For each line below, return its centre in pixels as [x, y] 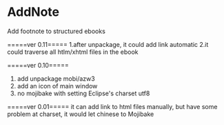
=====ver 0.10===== [38, 65]
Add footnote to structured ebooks [56, 31]
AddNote [33, 12]
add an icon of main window [57, 86]
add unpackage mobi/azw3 [56, 78]
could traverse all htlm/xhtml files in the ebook [73, 52]
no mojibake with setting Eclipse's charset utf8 [83, 93]
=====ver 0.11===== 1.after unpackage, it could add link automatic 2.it [108, 44]
